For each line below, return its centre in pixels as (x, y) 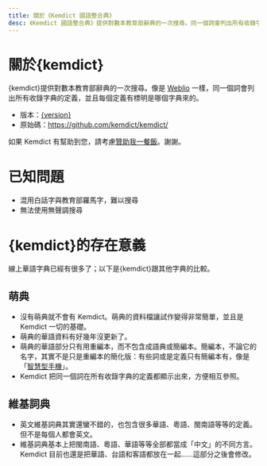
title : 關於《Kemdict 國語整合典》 (62, 15)
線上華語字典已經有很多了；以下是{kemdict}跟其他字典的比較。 (111, 269)
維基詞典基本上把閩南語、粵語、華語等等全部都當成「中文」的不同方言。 (138, 444)
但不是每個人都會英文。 (58, 434)
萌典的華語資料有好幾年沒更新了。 (75, 337)
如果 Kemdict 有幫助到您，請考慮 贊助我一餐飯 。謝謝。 (97, 142)
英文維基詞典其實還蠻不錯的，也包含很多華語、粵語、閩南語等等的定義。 (138, 424)
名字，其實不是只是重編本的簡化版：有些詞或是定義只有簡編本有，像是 (135, 356)
